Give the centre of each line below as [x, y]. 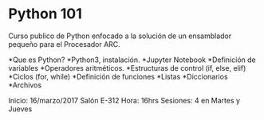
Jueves [20, 109]
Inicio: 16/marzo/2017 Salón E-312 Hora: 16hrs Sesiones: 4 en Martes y [124, 100]
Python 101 [45, 14]
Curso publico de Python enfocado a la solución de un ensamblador [120, 36]
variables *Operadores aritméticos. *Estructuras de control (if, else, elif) [127, 68]
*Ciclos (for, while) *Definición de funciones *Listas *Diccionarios [118, 76]
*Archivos [25, 85]
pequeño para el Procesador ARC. [65, 44]
